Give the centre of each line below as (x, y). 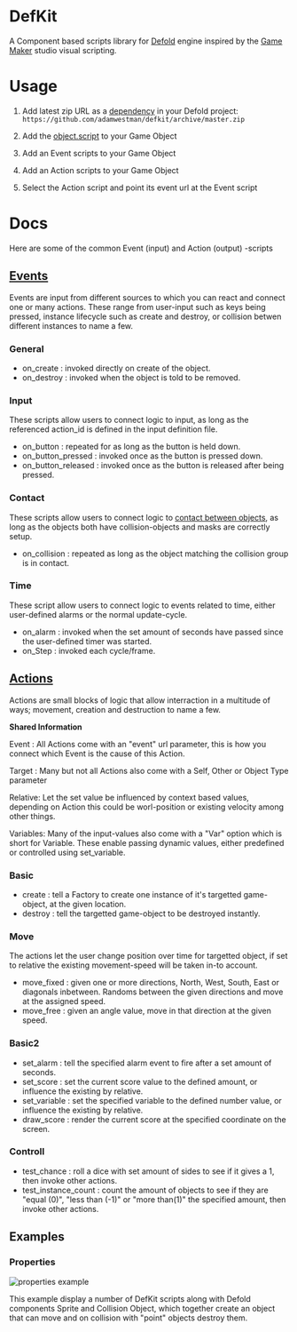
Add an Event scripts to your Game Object (99, 153)
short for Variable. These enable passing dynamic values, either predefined (147, 842)
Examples (37, 1237)
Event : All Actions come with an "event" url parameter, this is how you (138, 744)
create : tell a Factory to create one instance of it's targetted (132, 894)
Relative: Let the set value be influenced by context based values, (129, 797)
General (27, 348)
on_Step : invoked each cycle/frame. (89, 650)
